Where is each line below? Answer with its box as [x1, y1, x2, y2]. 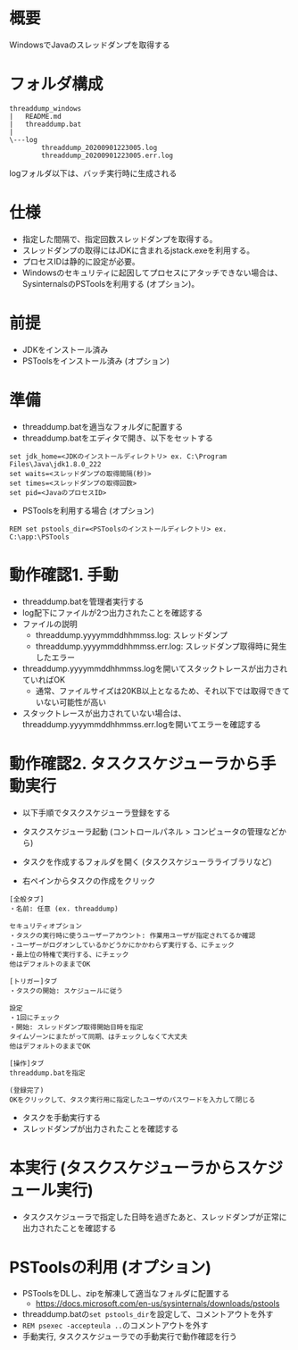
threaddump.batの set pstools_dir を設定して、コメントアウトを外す [21, 1309, 274, 1320]
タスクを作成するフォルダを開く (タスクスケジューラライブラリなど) [21, 856, 272, 867]
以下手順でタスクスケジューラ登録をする [21, 807, 171, 818]
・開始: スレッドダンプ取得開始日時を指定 [9, 1022, 144, 1032]
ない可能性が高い [43, 696, 107, 707]
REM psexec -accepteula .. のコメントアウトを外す [21, 1320, 209, 1331]
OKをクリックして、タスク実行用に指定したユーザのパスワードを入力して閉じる [9, 1095, 256, 1104]
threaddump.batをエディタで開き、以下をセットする [21, 432, 214, 443]
